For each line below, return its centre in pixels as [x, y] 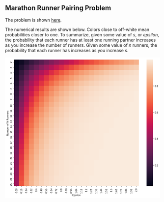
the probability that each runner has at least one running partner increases [81, 40]
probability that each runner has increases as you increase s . [67, 50]
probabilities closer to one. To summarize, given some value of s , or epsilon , [82, 34]
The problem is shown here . [33, 20]
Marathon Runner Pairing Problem [58, 8]
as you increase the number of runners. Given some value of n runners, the [81, 45]
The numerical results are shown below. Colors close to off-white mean [77, 29]
